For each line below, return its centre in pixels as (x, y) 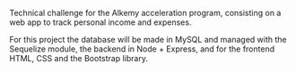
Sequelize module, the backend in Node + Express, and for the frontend (142, 49)
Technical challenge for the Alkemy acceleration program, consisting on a (145, 13)
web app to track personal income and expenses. (100, 22)
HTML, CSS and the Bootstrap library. (78, 58)
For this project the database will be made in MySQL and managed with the (148, 40)
